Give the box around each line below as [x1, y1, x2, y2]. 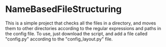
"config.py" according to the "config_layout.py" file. [5, 36, 113, 42]
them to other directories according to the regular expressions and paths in [5, 25, 161, 31]
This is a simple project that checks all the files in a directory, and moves [5, 20, 156, 26]
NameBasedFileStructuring [5, 3, 122, 15]
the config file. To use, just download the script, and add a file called [5, 30, 148, 36]
